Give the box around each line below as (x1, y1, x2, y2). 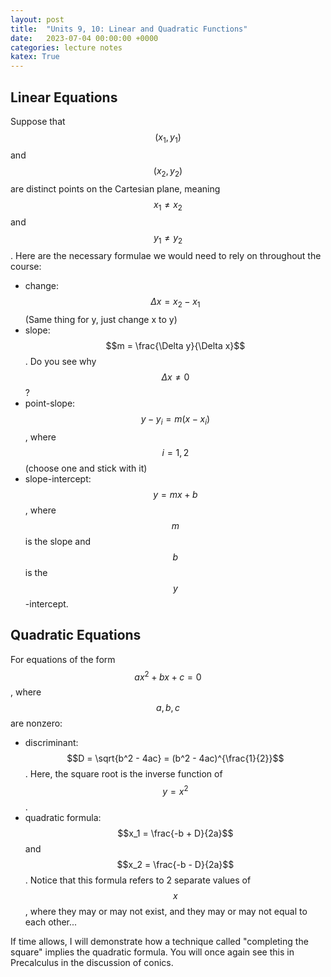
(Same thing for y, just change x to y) (24, 313, 178, 325)
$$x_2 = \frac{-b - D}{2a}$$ (116, 858, 235, 870)
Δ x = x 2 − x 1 (150, 296, 201, 310)
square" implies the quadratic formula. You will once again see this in (10, 946, 295, 958)
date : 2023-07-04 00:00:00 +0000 (10, 33, 159, 43)
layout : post (10, 14, 65, 25)
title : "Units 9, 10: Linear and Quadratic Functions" (10, 24, 248, 34)
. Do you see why (24, 355, 97, 367)
